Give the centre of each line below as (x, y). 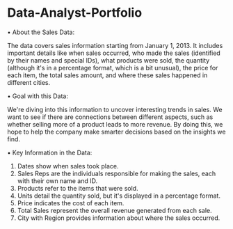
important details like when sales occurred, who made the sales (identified (114, 53)
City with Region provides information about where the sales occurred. (119, 218)
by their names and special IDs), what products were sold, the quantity (109, 60)
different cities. (29, 82)
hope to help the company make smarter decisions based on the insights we (116, 132)
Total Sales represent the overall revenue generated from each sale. (114, 210)
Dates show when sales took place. (68, 166)
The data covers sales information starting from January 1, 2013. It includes (115, 45)
